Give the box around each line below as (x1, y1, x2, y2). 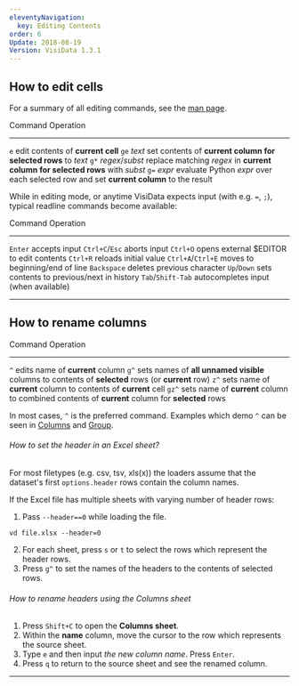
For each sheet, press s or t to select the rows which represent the (21, 544, 268, 554)
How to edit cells (9, 79, 104, 94)
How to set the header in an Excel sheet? (9, 440, 160, 450)
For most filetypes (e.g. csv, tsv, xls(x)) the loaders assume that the (9, 467, 256, 478)
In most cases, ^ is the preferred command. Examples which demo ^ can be (9, 410, 287, 421)
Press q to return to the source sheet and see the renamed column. (21, 658, 268, 669)
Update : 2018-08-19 (9, 37, 82, 47)
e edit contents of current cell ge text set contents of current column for (9, 145, 276, 156)
